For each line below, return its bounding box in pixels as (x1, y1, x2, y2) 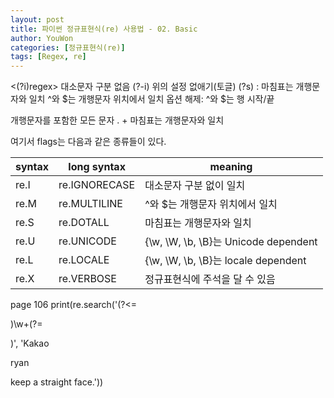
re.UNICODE (58, 234, 117, 248)
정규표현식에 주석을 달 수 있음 (144, 272, 276, 286)
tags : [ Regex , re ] (10, 52, 87, 62)
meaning (209, 160, 253, 174)
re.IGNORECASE (58, 178, 136, 192)
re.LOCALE (58, 253, 110, 267)
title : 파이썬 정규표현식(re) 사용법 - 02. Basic (10, 24, 198, 34)
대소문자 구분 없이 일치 (144, 179, 246, 193)
